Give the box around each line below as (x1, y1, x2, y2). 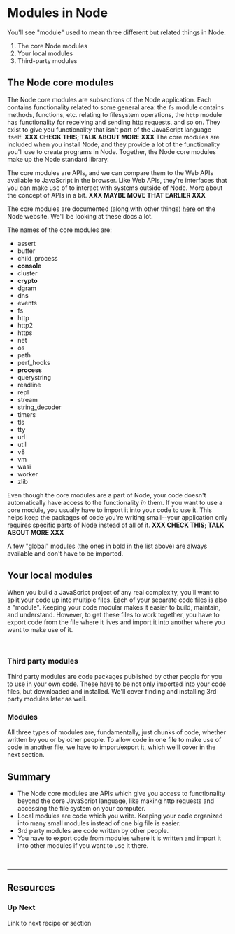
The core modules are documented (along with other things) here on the (7, 205, 215, 213)
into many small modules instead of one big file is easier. (17, 818, 181, 827)
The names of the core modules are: (7, 226, 112, 234)
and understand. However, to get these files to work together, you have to (7, 610, 220, 619)
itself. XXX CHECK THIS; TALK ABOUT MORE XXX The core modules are (7, 132, 220, 141)
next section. (7, 750, 45, 759)
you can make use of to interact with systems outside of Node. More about (7, 184, 223, 192)
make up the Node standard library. (7, 155, 110, 163)
